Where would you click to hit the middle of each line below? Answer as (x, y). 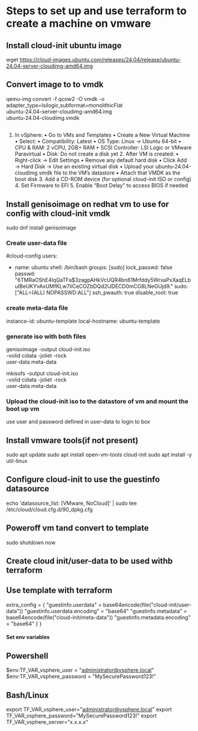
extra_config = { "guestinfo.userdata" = (54, 605)
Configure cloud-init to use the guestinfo (83, 480)
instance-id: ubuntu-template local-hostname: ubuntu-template (83, 321)
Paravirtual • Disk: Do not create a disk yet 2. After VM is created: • (97, 154)
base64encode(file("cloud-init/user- (147, 605)
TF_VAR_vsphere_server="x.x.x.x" (47, 722)
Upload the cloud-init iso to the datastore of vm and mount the (98, 401)
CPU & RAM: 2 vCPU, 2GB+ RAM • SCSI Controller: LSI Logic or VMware (103, 148)
